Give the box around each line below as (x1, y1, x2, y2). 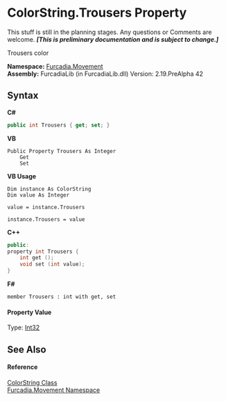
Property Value (7, 308, 52, 316)
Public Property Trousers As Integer (7, 147, 116, 154)
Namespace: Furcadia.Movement (7, 62, 103, 70)
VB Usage (7, 172, 37, 180)
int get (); (19, 254, 54, 261)
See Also (7, 343, 46, 355)
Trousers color (7, 49, 49, 57)
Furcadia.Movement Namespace (7, 386, 101, 394)
